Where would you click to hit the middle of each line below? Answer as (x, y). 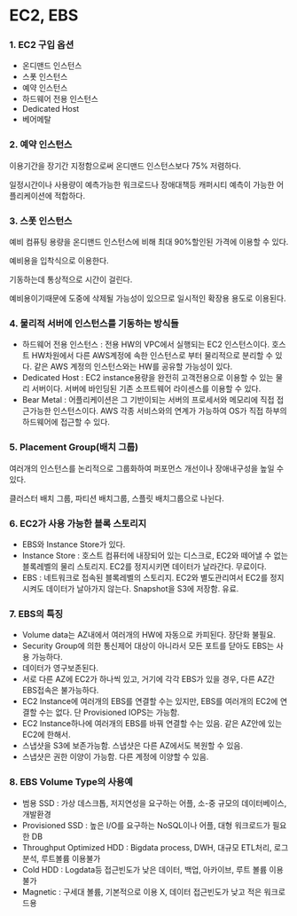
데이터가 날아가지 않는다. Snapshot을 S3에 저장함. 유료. (142, 588)
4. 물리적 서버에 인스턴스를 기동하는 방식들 (94, 323)
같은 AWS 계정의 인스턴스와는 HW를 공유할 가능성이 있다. (133, 367)
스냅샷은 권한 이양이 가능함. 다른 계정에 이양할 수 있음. (115, 757)
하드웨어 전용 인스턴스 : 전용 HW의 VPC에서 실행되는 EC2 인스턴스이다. (146, 344)
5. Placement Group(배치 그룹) (74, 447)
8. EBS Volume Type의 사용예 (71, 782)
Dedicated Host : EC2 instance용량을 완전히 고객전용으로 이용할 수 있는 (148, 378)
